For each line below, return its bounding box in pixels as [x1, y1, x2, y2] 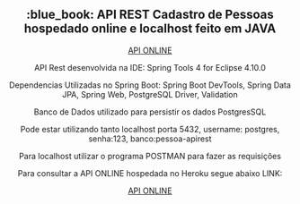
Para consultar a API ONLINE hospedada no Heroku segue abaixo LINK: [17, 167, 283, 178]
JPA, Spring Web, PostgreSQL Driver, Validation [61, 89, 239, 99]
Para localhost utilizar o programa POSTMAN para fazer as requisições [18, 150, 282, 161]
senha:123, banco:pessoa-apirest [88, 133, 212, 144]
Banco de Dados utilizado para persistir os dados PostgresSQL [33, 106, 267, 117]
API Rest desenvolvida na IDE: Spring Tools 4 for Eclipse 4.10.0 [33, 62, 267, 72]
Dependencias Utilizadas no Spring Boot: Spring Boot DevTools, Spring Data [9, 80, 291, 90]
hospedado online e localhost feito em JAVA [23, 21, 277, 37]
